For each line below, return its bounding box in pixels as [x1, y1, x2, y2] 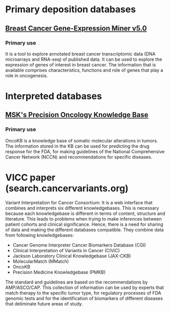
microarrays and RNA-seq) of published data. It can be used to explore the [5, 56, 162, 62]
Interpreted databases [5, 90, 102, 102]
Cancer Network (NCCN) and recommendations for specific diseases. [5, 154, 153, 160]
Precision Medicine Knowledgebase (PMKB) [12, 269, 106, 275]
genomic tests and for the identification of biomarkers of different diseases [5, 295, 163, 301]
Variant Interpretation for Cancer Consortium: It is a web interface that [5, 199, 153, 205]
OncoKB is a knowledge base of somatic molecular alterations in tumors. [5, 137, 158, 143]
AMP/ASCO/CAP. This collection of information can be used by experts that [5, 284, 164, 291]
